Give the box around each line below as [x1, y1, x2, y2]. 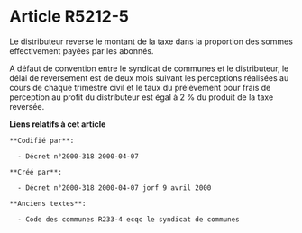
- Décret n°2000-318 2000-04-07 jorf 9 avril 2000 [17, 183, 212, 193]
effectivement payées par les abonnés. [9, 45, 154, 56]
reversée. [9, 101, 45, 112]
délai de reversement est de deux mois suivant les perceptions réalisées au [9, 72, 289, 83]
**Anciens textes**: [9, 199, 87, 208]
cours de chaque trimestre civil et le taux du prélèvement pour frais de [9, 82, 271, 93]
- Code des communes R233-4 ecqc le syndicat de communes [17, 214, 241, 224]
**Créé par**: [9, 167, 63, 176]
